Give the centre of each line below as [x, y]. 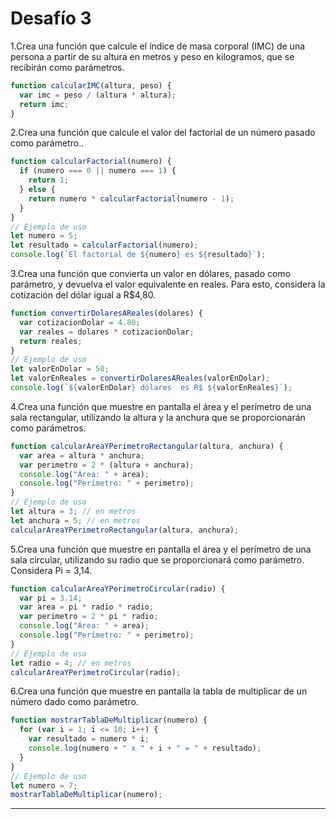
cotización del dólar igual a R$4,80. [83, 295]
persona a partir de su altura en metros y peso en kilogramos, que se [152, 56]
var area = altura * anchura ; [82, 455]
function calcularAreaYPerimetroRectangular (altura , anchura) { [147, 446]
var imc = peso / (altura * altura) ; [98, 95]
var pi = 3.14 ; [51, 598]
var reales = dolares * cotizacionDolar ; [107, 332]
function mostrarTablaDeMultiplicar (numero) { [109, 720]
